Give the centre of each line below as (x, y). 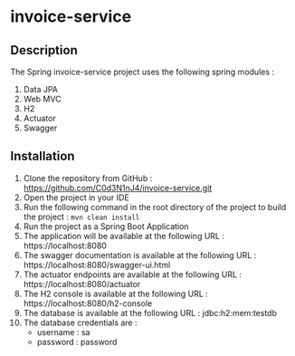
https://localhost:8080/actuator (82, 284)
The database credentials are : (81, 322)
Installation (43, 156)
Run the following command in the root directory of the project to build (155, 207)
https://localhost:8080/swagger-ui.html (97, 265)
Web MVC (42, 99)
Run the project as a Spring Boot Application (106, 226)
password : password (77, 342)
